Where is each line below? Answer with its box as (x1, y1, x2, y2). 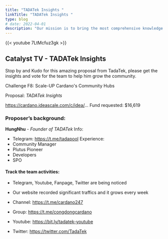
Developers (12, 152, 37, 158)
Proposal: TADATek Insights (5, 92, 62, 98)
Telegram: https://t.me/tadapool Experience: (12, 136, 105, 142)
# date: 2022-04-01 (5, 21, 46, 27)
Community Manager (12, 141, 57, 147)
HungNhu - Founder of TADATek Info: (5, 126, 83, 132)
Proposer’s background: (5, 114, 66, 122)
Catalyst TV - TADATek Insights (5, 54, 107, 63)
